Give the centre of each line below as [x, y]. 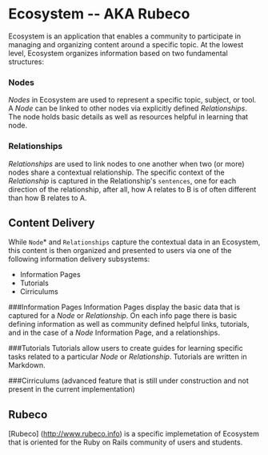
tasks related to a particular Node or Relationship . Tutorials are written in [128, 356]
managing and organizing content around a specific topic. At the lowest [126, 44]
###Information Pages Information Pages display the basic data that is [124, 307]
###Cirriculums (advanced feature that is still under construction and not [129, 381]
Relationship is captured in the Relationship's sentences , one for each [122, 180]
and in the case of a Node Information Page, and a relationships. [114, 332]
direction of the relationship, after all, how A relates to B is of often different [132, 189]
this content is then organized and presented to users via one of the [120, 251]
